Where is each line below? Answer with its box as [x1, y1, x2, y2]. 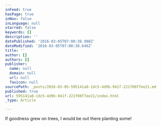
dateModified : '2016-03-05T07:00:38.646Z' [5, 43, 93, 48]
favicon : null [9, 80, 38, 84]
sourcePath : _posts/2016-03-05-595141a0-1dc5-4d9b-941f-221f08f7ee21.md [5, 84, 157, 89]
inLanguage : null [5, 21, 41, 26]
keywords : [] [5, 30, 32, 35]
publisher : [5, 62, 27, 66]
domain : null [9, 71, 36, 76]
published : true [5, 89, 38, 94]
